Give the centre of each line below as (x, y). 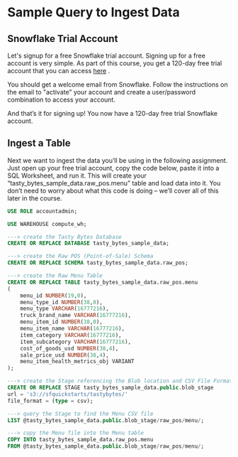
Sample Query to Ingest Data (94, 12)
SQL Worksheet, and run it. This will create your (77, 176)
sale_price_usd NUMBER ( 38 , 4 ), (65, 355)
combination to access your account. (61, 100)
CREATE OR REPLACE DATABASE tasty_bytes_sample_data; (89, 243)
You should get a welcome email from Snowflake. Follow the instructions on (118, 85)
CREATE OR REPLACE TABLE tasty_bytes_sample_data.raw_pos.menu (103, 282)
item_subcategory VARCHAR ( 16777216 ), (76, 342)
